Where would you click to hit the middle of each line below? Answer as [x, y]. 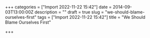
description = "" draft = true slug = [69, 12]
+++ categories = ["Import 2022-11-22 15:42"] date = [58, 7]
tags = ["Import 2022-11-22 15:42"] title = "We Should [91, 17]
